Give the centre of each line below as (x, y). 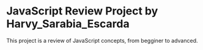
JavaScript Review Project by (82, 11)
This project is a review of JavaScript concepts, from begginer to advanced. (102, 40)
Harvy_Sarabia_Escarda (68, 24)
